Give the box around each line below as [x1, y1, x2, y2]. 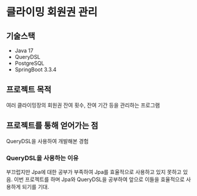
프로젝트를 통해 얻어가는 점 [6, 121, 98, 131]
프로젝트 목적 [6, 84, 52, 95]
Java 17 [14, 47, 34, 54]
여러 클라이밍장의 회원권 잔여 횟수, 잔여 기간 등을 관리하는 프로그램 [6, 102, 160, 109]
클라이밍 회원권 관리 [6, 5, 98, 19]
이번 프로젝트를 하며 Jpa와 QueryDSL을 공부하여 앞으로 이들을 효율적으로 [14, 176, 185, 183]
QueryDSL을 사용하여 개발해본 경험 [6, 137, 89, 144]
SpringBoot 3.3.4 [14, 66, 57, 73]
